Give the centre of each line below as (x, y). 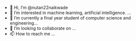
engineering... (24, 23)
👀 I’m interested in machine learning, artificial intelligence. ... (70, 13)
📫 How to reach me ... (32, 34)
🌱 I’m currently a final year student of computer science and (70, 18)
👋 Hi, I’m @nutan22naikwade (39, 8)
